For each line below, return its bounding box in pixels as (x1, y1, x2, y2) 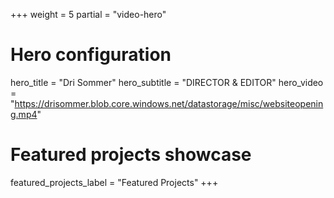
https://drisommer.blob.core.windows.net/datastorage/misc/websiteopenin (14, 97, 324, 109)
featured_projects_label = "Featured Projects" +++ (10, 176, 219, 188)
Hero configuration (10, 44, 172, 66)
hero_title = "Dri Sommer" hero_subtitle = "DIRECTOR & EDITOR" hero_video (10, 76, 324, 88)
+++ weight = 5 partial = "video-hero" (10, 9, 167, 20)
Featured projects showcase (10, 144, 252, 166)
